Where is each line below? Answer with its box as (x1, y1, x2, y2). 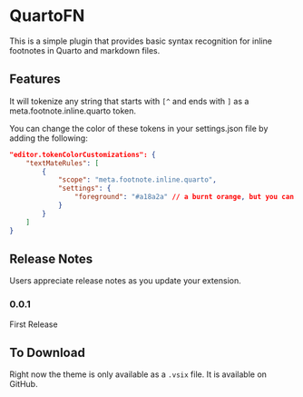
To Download (9, 345, 86, 360)
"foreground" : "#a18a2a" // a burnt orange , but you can (73, 193, 295, 202)
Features (9, 72, 61, 87)
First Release (9, 319, 58, 330)
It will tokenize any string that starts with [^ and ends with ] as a (9, 95, 249, 106)
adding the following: (9, 133, 88, 144)
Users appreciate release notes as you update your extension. (9, 275, 242, 286)
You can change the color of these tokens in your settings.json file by (9, 123, 269, 134)
